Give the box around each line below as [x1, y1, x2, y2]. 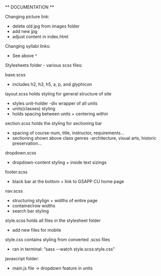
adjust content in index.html [12, 34, 69, 39]
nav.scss [5, 188, 23, 194]
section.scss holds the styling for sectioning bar [5, 121, 102, 126]
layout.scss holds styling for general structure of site [5, 91, 112, 96]
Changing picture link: [5, 14, 50, 19]
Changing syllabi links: [5, 43, 51, 49]
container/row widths [12, 203, 55, 209]
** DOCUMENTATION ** [5, 4, 54, 10]
